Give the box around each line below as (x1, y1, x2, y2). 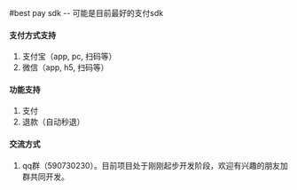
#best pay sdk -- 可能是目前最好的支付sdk (9, 8, 164, 18)
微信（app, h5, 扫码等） (21, 62, 109, 73)
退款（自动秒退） (21, 116, 85, 127)
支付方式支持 (9, 29, 56, 40)
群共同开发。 (21, 171, 69, 182)
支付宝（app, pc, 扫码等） (21, 51, 117, 62)
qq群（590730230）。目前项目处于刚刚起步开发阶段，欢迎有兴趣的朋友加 (21, 160, 288, 170)
